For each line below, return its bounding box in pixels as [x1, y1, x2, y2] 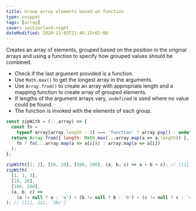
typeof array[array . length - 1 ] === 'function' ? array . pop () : [16, 129, 176, 135]
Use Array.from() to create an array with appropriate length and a [14, 82, 173, 89]
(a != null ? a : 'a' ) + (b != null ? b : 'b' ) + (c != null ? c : [16, 194, 184, 200]
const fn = [11, 124, 38, 130]
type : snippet [6, 14, 41, 20]
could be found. [14, 101, 53, 108]
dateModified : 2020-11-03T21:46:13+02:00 [6, 30, 108, 36]
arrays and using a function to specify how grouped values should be [6, 53, 173, 60]
